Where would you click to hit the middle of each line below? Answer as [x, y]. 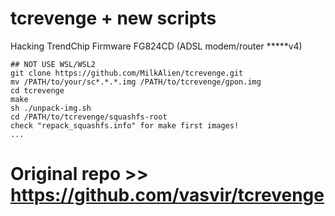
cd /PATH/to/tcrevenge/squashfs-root [89, 117]
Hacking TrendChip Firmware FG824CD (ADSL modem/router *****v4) [156, 46]
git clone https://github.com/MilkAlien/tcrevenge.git [127, 73]
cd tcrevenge [37, 90]
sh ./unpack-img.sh [51, 108]
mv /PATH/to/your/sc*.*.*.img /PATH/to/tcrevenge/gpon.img [136, 82]
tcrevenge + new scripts [113, 18]
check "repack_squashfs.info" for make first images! [125, 125]
